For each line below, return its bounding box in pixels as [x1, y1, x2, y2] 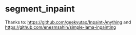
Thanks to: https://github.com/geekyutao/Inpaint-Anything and [5, 19, 132, 25]
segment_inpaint [5, 3, 75, 14]
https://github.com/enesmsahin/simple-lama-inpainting [5, 24, 116, 30]
